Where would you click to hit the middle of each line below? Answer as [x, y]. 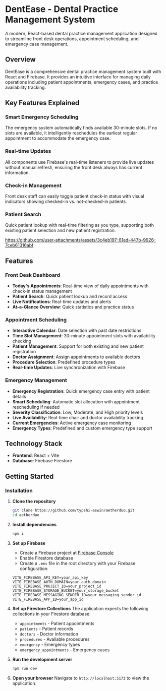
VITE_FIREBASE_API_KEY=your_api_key [50, 577]
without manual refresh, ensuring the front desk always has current [74, 167]
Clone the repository [34, 502]
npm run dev [25, 668]
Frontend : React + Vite [36, 455]
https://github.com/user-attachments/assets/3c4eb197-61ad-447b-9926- [81, 240]
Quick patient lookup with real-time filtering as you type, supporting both [80, 225]
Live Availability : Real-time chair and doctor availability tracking [78, 417]
